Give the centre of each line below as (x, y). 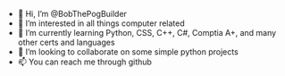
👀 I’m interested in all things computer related (101, 23)
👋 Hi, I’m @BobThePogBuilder (72, 14)
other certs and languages (66, 42)
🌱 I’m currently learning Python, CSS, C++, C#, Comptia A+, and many (147, 33)
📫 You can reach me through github (84, 62)
